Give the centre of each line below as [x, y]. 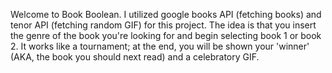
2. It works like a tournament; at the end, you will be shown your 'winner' [160, 46]
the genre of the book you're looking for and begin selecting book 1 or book [166, 35]
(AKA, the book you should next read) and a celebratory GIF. [135, 57]
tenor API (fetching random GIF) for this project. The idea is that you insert [163, 25]
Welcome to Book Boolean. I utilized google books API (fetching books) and [166, 14]
